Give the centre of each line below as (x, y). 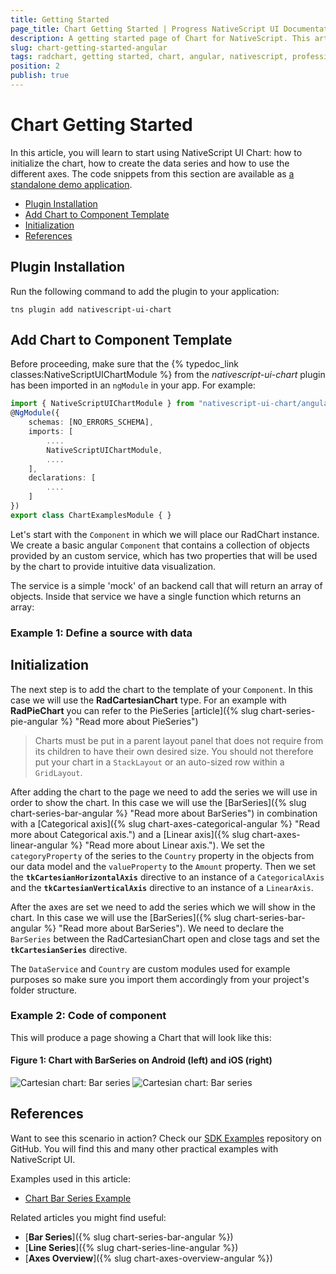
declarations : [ (62, 478)
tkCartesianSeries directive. (69, 949)
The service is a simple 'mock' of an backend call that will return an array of (166, 585)
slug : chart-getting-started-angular (89, 47)
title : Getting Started (60, 19)
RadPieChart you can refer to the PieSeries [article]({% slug (134, 710)
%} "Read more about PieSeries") (129, 721)
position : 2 (35, 66)
